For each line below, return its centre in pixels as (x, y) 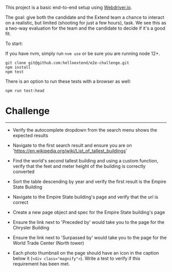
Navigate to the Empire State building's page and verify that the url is (85, 197)
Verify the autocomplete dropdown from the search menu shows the (85, 130)
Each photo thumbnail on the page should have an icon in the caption (86, 253)
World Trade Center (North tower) (48, 243)
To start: (14, 44)
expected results (30, 135)
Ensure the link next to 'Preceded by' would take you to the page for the (89, 222)
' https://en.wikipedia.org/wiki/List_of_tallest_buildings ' (70, 151)
